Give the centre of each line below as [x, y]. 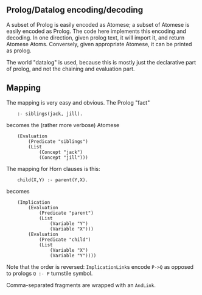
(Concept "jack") [61, 152]
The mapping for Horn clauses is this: [53, 168]
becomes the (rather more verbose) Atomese [63, 125]
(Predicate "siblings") [58, 141]
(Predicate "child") [65, 240]
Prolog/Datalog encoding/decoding [75, 10]
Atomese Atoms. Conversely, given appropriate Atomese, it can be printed [99, 44]
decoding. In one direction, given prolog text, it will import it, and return [95, 37]
